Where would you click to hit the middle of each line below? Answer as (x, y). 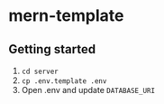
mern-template (66, 16)
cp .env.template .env (64, 81)
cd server (40, 71)
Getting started (52, 49)
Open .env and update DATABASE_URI (88, 90)
